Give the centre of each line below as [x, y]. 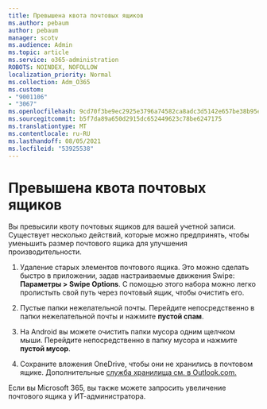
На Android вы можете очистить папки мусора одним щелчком [128, 332]
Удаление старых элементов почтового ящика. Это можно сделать [134, 268]
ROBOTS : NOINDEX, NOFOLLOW [53, 68]
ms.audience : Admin [41, 45]
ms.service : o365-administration [64, 60]
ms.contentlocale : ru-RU [49, 133]
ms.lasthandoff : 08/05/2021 [55, 141]
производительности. [45, 252]
